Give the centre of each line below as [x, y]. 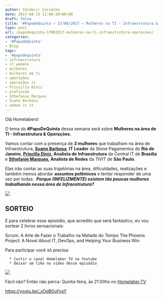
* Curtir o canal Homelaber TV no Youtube [53, 259]
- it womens [17, 64]
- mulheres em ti [23, 74]
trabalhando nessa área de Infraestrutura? [50, 184]
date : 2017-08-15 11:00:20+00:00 [39, 14]
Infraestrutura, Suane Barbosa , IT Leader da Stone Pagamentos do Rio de [80, 149]
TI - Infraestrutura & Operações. [38, 134]
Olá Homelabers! [22, 119]
